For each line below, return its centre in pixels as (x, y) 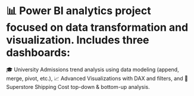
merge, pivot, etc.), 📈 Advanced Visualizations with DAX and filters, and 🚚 (97, 78)
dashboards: (38, 53)
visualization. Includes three (78, 40)
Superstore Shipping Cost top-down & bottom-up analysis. (78, 87)
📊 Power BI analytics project (79, 11)
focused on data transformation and (97, 28)
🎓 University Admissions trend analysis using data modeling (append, (93, 69)
